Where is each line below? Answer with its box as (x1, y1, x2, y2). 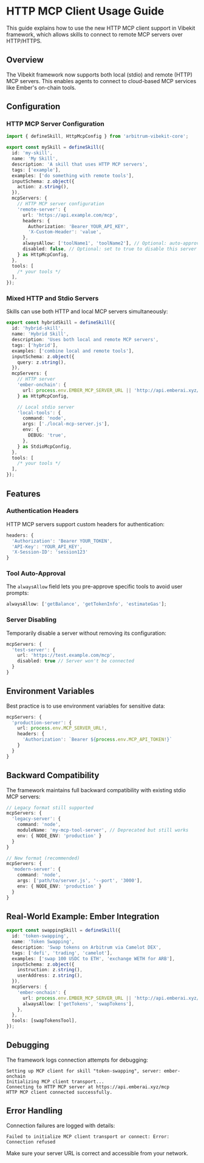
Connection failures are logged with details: (6, 1122, 115, 1129)
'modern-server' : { (12, 866, 61, 872)
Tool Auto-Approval (6, 569, 66, 578)
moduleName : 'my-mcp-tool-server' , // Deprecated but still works (17, 827, 189, 833)
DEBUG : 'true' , (28, 432, 67, 438)
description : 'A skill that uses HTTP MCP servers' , (12, 161, 148, 168)
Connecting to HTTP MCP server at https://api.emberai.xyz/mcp (6, 1083, 170, 1090)
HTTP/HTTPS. (6, 37, 42, 44)
